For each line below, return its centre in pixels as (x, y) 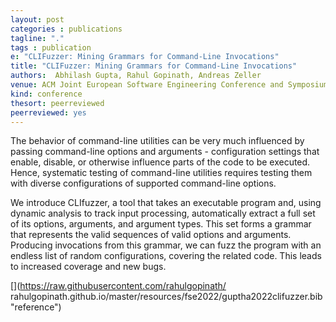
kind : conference (46, 94)
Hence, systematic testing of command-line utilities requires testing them (161, 173)
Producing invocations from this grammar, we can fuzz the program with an (166, 245)
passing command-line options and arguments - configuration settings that (165, 152)
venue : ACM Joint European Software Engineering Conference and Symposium (169, 85)
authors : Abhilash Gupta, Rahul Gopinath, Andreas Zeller (136, 76)
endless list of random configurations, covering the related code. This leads (166, 256)
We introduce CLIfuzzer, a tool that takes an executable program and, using (166, 203)
